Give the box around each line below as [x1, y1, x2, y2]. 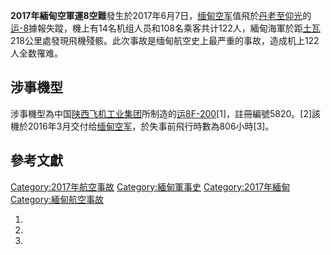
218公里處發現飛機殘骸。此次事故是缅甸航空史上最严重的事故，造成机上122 [10, 35, 320, 46]
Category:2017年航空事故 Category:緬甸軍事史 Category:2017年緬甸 [10, 180, 291, 193]
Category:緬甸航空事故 [10, 193, 105, 205]
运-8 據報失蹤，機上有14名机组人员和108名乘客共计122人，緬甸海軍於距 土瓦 [10, 22, 321, 34]
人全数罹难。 [10, 47, 63, 59]
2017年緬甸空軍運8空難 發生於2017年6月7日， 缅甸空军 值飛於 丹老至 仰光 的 [10, 10, 312, 21]
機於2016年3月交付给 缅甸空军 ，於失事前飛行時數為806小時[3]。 [10, 120, 275, 132]
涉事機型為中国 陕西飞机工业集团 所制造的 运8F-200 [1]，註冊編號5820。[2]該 [10, 107, 322, 119]
